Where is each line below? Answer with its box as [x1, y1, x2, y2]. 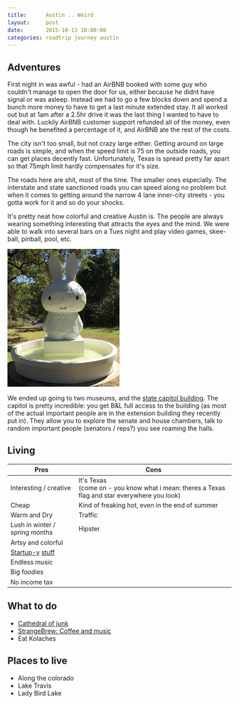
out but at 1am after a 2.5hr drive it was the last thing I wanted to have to [7, 110, 219, 119]
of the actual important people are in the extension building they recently [7, 409, 221, 417]
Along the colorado [17, 673, 75, 682]
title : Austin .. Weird [7, 11, 94, 18]
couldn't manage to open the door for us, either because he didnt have [7, 87, 215, 96]
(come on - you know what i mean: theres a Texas [78, 484, 225, 492]
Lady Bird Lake [17, 688, 62, 697]
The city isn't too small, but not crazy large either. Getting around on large [7, 139, 224, 148]
